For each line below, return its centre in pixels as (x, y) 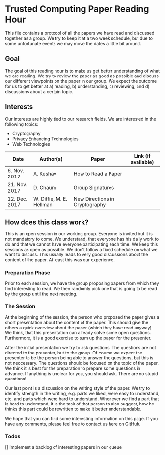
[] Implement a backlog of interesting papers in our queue (63, 447)
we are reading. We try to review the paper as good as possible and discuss (82, 76)
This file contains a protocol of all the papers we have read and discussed (80, 33)
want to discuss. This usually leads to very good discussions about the (77, 255)
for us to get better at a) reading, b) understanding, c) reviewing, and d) (77, 86)
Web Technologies (31, 144)
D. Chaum (45, 187)
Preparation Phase (28, 273)
